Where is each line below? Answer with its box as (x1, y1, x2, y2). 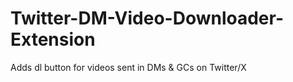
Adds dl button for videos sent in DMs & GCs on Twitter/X (10, 61, 247, 73)
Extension (10, 28, 96, 51)
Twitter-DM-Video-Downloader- (10, 7, 284, 30)
